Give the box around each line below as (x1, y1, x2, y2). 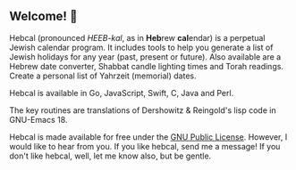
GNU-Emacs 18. (9, 114, 68, 125)
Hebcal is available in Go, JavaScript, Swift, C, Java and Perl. (9, 87, 234, 98)
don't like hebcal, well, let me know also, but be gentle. (9, 150, 212, 161)
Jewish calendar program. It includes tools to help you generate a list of (9, 42, 274, 53)
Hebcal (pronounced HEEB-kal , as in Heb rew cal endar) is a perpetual (9, 32, 266, 43)
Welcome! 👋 (9, 9, 78, 24)
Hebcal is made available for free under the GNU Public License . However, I (9, 131, 288, 142)
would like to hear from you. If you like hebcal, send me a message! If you (9, 141, 281, 151)
